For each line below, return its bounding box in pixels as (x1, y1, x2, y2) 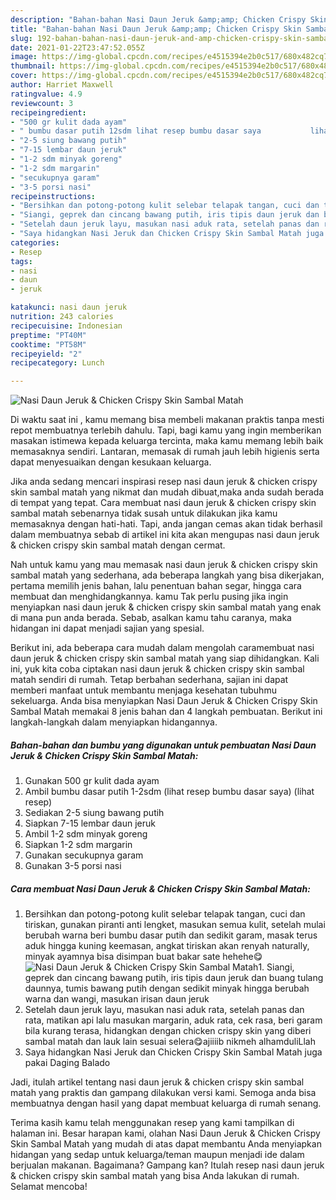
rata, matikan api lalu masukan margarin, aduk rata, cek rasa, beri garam (24, 1014, 323, 1026)
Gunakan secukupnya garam (24, 849, 144, 861)
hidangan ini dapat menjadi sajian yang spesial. (10, 622, 205, 635)
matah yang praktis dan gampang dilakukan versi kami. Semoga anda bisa (10, 1087, 317, 1099)
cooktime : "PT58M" (10, 339, 87, 350)
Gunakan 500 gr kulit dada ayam (24, 775, 160, 787)
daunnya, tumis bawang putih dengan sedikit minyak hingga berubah (24, 982, 310, 995)
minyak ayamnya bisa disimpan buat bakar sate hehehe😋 (24, 951, 263, 963)
